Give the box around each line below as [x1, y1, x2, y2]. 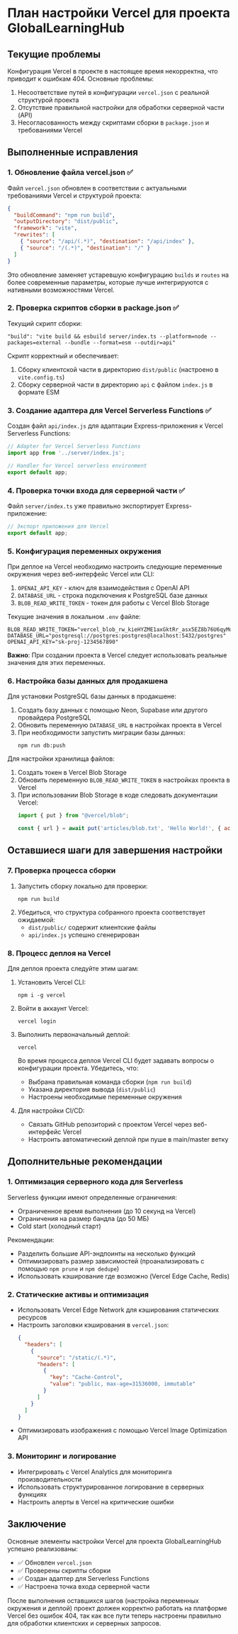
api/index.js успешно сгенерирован [28, 930, 140, 939]
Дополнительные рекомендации [7, 1156, 163, 1168]
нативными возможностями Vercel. [7, 285, 115, 294]
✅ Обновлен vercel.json [17, 1558, 92, 1567]
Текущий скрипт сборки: [7, 319, 83, 327]
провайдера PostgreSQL [17, 713, 91, 722]
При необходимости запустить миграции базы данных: [17, 728, 186, 737]
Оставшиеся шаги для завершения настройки [7, 844, 223, 856]
